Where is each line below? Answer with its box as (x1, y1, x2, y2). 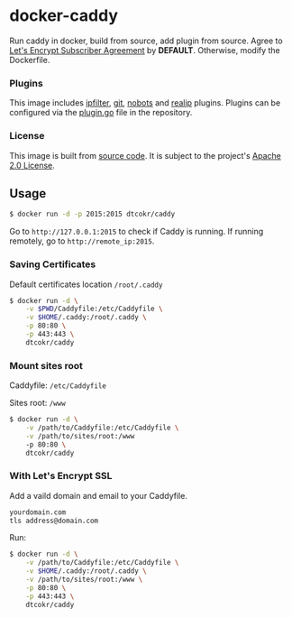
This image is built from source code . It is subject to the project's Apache (9, 150, 281, 161)
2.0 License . (9, 160, 56, 171)
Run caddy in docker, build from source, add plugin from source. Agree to (9, 35, 283, 46)
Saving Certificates (9, 258, 96, 271)
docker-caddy (9, 5, 119, 26)
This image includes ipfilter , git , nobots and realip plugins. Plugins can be (9, 97, 281, 108)
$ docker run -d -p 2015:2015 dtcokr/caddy (9, 209, 176, 219)
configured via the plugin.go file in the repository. (9, 107, 193, 118)
